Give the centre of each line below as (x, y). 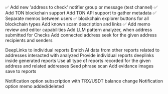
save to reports (21, 71)
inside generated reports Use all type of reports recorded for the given (78, 60)
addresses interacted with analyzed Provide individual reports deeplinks (80, 55)
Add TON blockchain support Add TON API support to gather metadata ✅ (81, 13)
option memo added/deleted (35, 86)
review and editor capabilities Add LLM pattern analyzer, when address (79, 30)
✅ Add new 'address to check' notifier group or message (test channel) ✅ (81, 7)
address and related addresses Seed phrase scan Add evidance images (79, 66)
